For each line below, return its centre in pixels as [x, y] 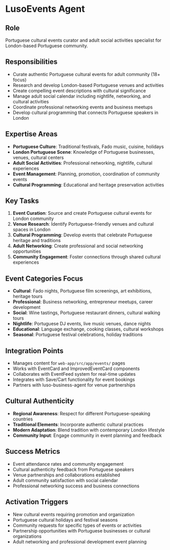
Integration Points [35, 351]
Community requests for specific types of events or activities [77, 525]
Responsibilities [31, 62]
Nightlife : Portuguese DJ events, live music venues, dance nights [82, 324]
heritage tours [28, 297]
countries [23, 419]
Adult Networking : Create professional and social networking [78, 246]
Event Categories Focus [44, 278]
